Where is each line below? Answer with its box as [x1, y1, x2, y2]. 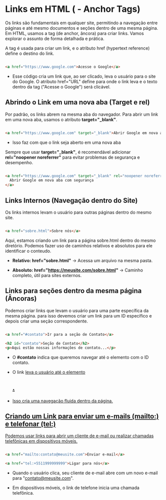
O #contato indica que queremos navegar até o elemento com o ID [12, 355, 149, 361]
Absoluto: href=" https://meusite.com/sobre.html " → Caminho [12, 267, 143, 273]
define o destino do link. [5, 50, 54, 56]
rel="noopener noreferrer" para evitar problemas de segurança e [5, 154, 140, 160]
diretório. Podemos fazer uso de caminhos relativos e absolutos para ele [5, 242, 153, 248]
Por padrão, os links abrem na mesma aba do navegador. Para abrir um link [5, 111, 158, 117]
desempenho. [5, 159, 34, 165]
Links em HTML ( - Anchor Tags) [5, 3, 141, 15]
